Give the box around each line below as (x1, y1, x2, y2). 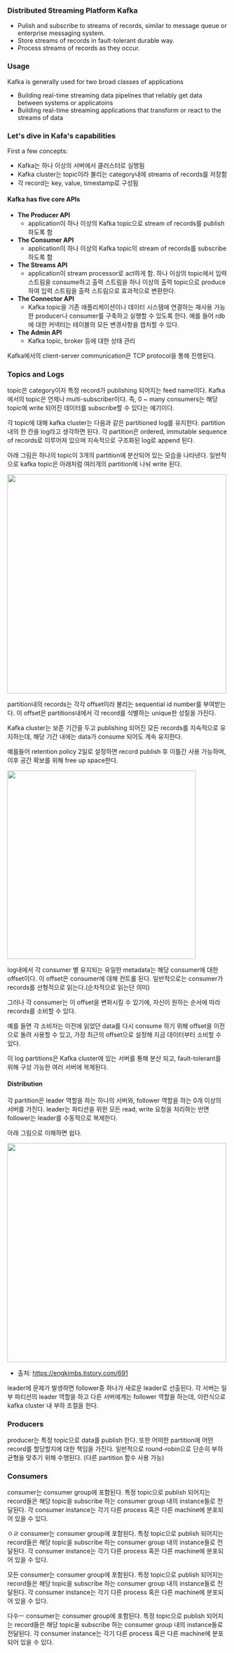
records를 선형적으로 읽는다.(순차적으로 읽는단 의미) (7, 983, 151, 992)
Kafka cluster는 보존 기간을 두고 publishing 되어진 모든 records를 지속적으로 (7, 724, 219, 732)
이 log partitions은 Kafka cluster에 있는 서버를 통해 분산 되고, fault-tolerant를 (7, 1054, 221, 1062)
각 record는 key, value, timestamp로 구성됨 (17, 178, 139, 187)
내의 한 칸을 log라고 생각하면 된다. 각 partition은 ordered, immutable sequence (7, 427, 228, 436)
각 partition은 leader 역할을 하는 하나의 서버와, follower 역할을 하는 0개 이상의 (7, 1096, 222, 1105)
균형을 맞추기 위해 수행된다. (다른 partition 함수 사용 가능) (7, 1453, 165, 1462)
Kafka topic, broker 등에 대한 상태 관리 (27, 337, 135, 345)
